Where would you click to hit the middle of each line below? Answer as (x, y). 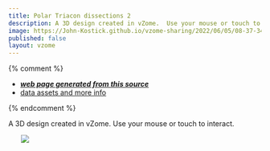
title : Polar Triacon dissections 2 (70, 16)
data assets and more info (63, 92)
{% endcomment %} (42, 108)
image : (19, 31)
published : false (37, 38)
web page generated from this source (84, 84)
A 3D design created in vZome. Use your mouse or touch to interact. (121, 124)
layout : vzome (32, 46)
